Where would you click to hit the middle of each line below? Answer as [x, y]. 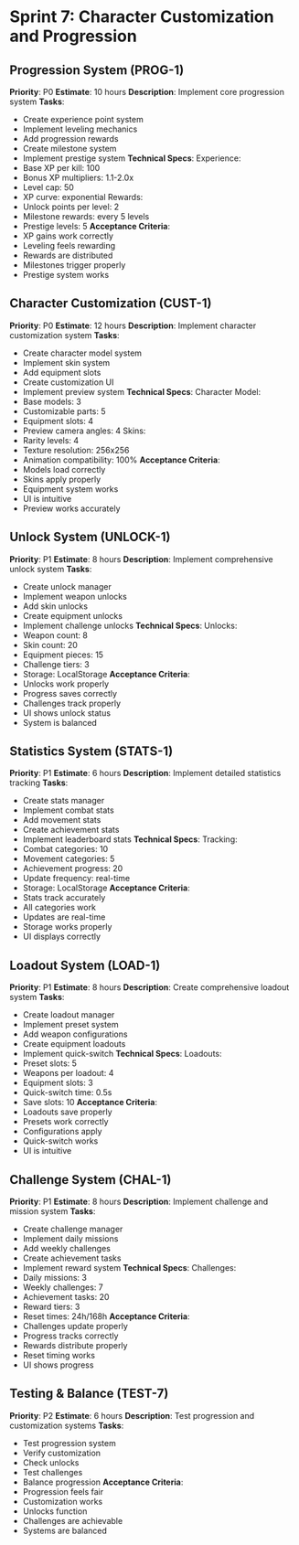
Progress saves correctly [69, 693]
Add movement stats [62, 820]
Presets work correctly [65, 1122]
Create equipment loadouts [74, 1044]
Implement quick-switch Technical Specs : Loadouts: [122, 1054]
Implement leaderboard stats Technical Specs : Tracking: [130, 839]
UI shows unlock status [67, 713]
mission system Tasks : [53, 1211]
